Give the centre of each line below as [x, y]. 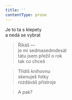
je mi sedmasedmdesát [42, 50]
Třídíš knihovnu [34, 71]
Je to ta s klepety [23, 29]
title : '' [16, 10]
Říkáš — [27, 45]
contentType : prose [26, 15]
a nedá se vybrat [23, 35]
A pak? [25, 92]
